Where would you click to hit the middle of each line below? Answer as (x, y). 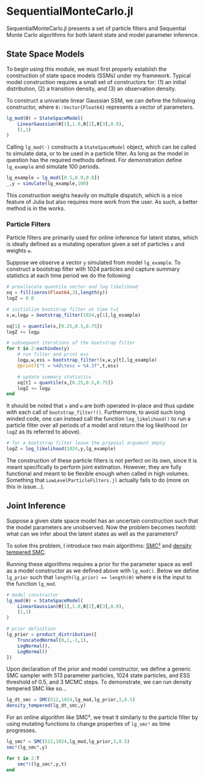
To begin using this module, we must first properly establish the (87, 69)
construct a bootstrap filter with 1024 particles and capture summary (93, 269)
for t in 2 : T (23, 758)
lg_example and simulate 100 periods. (53, 166)
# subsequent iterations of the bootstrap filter (71, 343)
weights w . (19, 251)
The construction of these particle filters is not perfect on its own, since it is (102, 461)
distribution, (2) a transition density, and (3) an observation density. (91, 88)
